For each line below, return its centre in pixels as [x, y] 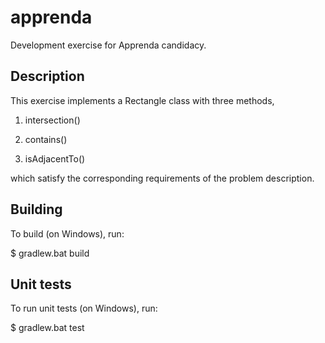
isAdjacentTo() [55, 158]
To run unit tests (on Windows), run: [84, 308]
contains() [46, 139]
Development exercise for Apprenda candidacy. [108, 45]
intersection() [52, 120]
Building [36, 209]
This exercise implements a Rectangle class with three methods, [142, 100]
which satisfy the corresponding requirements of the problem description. [162, 178]
